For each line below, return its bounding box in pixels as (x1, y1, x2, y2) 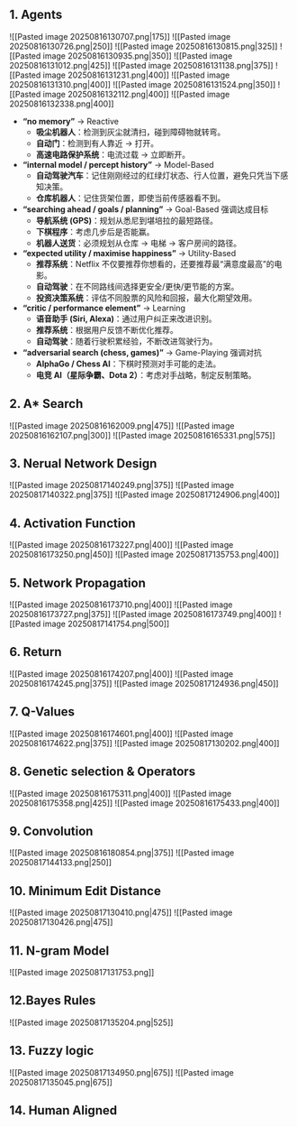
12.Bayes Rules (9, 993, 96, 1009)
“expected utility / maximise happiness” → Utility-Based (22, 247, 237, 258)
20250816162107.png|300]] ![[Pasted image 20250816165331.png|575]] (9, 430, 276, 440)
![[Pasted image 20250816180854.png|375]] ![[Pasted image (9, 847, 235, 858)
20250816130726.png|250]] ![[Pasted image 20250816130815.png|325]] (9, 41, 278, 51)
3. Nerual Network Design (9, 456, 157, 472)
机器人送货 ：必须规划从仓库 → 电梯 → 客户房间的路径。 (35, 237, 242, 248)
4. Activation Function (9, 515, 137, 531)
